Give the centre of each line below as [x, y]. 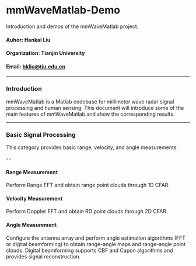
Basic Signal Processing [41, 134]
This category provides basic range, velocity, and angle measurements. [92, 147]
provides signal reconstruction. [43, 256]
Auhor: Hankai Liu [28, 40]
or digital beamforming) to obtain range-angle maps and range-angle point [96, 244]
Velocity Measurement [34, 198]
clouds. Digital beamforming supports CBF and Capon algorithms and [90, 250]
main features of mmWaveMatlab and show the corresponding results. [90, 114]
